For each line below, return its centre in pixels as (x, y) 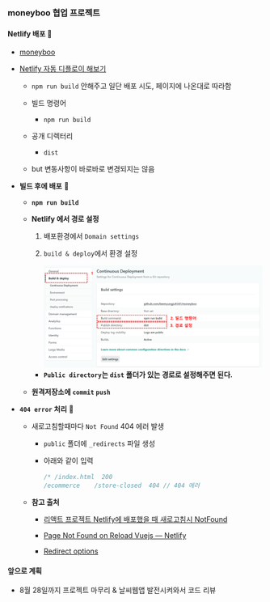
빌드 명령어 (49, 104)
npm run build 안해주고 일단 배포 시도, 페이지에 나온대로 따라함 (131, 86)
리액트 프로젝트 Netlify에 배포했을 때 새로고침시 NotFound (135, 519)
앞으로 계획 (25, 570)
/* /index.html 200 (78, 477)
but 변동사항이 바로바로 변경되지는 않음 (93, 169)
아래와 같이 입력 (68, 461)
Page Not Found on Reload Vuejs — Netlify (115, 536)
